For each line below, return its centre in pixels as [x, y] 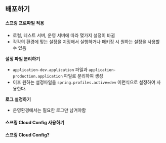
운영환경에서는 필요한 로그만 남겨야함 [49, 110]
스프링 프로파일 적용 [25, 23]
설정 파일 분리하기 [23, 59]
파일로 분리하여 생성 [84, 76]
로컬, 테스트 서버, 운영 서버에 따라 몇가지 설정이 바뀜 [64, 35]
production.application [38, 76]
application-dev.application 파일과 [50, 69]
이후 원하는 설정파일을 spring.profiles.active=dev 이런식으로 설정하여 [84, 82]
